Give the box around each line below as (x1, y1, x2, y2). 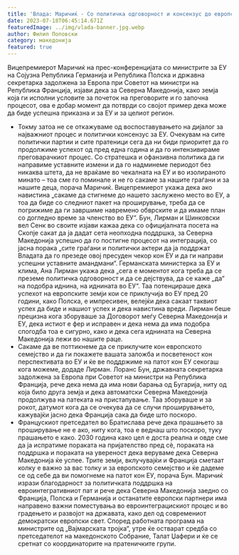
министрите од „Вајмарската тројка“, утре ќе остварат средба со (17, 524, 217, 532)
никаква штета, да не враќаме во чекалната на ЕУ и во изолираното (17, 168, 226, 176)
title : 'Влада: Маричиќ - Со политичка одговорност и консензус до (7, 10, 212, 18)
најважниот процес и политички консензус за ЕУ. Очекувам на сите (17, 130, 225, 138)
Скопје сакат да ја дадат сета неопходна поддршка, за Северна (17, 229, 213, 237)
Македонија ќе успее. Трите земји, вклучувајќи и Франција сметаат (17, 456, 224, 464)
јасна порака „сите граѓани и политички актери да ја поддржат (17, 244, 211, 252)
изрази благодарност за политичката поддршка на (17, 479, 173, 487)
